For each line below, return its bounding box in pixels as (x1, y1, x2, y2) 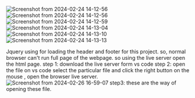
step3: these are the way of (109, 79, 177, 86)
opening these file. (6, 86, 52, 92)
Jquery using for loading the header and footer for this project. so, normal (6, 48, 186, 55)
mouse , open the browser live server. (6, 73, 99, 80)
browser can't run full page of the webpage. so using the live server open (6, 55, 186, 61)
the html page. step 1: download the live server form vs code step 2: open (6, 60, 186, 67)
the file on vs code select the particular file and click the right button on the (6, 67, 190, 73)
